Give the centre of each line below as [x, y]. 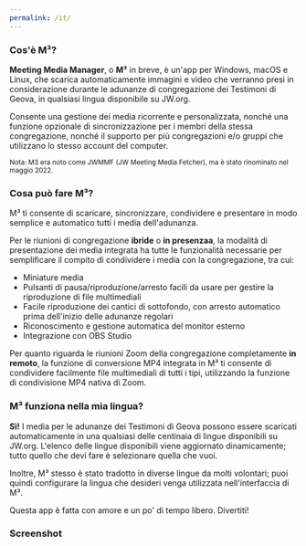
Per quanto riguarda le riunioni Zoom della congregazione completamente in [153, 353]
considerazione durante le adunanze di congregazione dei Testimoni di [143, 89]
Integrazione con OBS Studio [77, 336]
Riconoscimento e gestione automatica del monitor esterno [134, 326]
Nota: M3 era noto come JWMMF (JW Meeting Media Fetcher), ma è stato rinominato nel [149, 162]
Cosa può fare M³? [52, 193]
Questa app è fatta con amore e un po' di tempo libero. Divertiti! [129, 510]
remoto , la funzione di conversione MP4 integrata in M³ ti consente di [141, 363]
